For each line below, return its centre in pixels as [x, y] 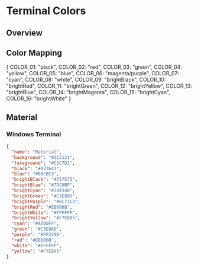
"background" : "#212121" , [43, 157]
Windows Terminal [34, 134]
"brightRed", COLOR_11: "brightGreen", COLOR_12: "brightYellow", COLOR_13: [99, 86]
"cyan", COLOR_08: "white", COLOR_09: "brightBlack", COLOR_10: [86, 80]
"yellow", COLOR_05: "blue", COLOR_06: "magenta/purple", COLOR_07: [92, 74]
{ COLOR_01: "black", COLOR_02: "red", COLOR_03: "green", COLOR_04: [94, 67]
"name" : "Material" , [37, 152]
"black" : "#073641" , [37, 168]
